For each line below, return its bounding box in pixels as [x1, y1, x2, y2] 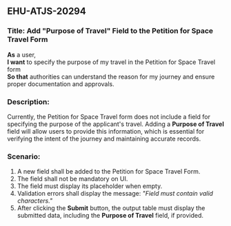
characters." [17, 196, 53, 205]
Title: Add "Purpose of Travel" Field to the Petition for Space [7, 26, 214, 36]
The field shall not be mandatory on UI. [17, 175, 128, 183]
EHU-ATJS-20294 [7, 6, 86, 17]
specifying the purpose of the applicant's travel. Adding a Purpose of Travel [7, 120, 224, 128]
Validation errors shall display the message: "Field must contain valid [17, 189, 214, 198]
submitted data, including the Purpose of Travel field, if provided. [17, 212, 204, 220]
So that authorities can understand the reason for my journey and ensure [7, 72, 215, 81]
